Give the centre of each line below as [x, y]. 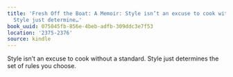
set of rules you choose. [42, 66]
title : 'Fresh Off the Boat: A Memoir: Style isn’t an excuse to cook [111, 13]
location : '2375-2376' [40, 33]
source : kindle [29, 39]
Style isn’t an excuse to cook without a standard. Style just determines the [113, 58]
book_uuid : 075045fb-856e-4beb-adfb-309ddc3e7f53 [80, 26]
